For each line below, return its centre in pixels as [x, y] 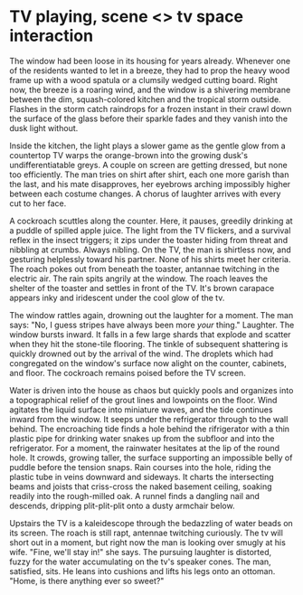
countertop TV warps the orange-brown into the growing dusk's [129, 155]
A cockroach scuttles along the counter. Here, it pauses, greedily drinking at [151, 221]
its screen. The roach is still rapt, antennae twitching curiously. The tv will [146, 533]
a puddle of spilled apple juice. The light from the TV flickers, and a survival [150, 230]
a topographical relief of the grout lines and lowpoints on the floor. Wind [143, 400]
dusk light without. [44, 127]
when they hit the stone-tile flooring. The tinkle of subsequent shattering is [149, 344]
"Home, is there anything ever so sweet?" [87, 581]
